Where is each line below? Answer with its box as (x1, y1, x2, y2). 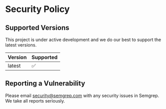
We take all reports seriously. (5, 97, 65, 103)
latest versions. (5, 42, 37, 48)
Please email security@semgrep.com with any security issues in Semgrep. (5, 92, 159, 98)
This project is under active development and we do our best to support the (5, 36, 161, 42)
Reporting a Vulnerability (5, 79, 85, 88)
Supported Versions (5, 23, 69, 32)
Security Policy (5, 3, 70, 15)
